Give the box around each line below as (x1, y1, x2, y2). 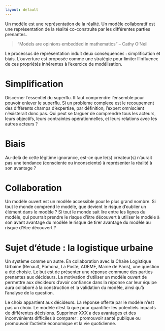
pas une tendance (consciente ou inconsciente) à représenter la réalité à (5, 160, 153, 165)
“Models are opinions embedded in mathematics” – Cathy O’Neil (17, 41, 148, 47)
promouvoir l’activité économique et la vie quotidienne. (5, 321, 117, 327)
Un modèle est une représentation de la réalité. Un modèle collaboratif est (5, 21, 155, 27)
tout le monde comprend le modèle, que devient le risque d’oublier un (5, 204, 146, 210)
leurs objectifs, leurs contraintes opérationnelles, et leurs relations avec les (5, 116, 157, 122)
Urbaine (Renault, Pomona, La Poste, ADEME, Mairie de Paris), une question (5, 264, 160, 270)
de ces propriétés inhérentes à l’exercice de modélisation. (5, 61, 122, 67)
